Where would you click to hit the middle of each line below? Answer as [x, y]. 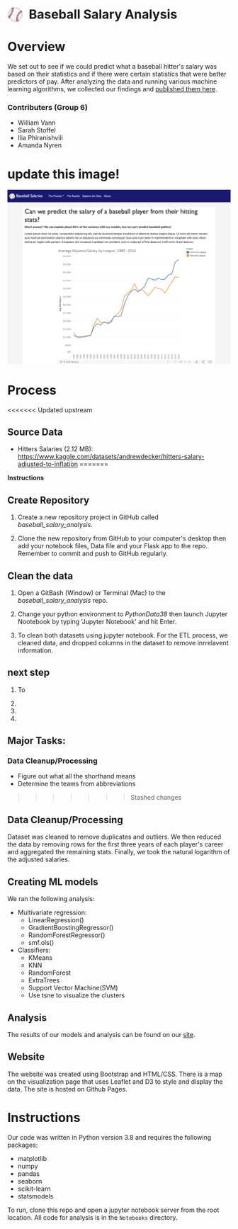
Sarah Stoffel [36, 130]
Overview [36, 47]
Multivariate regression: [52, 912]
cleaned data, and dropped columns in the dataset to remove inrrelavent [123, 642]
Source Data [35, 432]
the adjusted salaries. [39, 859]
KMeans [40, 958]
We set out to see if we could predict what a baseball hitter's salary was [112, 67]
